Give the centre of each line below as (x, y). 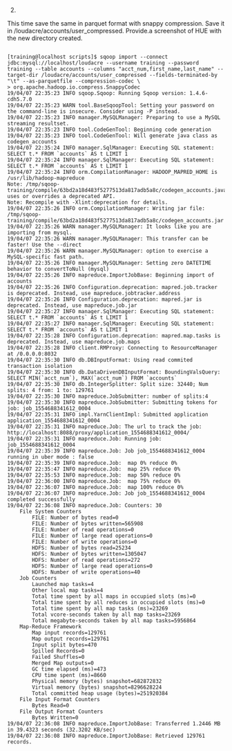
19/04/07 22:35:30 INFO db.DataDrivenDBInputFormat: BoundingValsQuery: (114, 372)
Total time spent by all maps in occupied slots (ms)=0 (114, 597)
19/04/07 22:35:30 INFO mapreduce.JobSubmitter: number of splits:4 (108, 396)
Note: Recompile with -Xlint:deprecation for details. (88, 202)
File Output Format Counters (61, 712)
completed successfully (41, 500)
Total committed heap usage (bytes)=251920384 (100, 693)
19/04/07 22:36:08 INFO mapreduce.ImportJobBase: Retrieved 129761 (106, 736)
